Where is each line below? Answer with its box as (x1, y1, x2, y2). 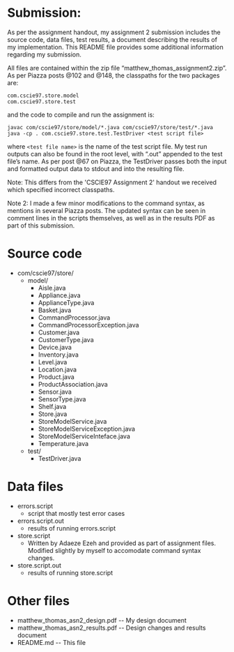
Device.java (38, 343, 72, 351)
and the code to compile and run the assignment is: (7, 110, 155, 119)
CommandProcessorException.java (38, 320, 139, 329)
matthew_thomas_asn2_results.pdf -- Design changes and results (17, 623, 206, 632)
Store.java (38, 410, 68, 418)
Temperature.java (38, 439, 89, 447)
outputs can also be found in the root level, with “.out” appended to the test (7, 149, 223, 158)
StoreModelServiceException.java (38, 424, 136, 433)
